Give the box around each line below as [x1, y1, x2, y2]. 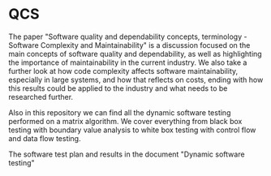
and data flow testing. [8, 133, 81, 143]
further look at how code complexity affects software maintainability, [8, 66, 239, 75]
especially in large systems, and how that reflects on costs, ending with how [8, 75, 264, 84]
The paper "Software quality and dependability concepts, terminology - [8, 32, 247, 41]
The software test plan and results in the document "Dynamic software [8, 149, 245, 159]
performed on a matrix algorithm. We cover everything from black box [8, 116, 243, 126]
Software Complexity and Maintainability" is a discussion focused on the [8, 40, 251, 49]
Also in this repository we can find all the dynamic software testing [8, 107, 231, 118]
